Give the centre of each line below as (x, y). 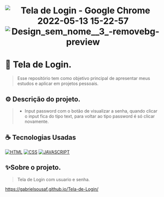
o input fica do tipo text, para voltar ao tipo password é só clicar (90, 116)
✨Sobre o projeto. (33, 168)
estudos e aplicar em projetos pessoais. (58, 83)
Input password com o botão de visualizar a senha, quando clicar (91, 111)
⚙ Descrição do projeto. (43, 99)
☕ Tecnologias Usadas (41, 138)
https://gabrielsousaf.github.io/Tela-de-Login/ (52, 189)
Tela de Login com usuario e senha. (53, 179)
